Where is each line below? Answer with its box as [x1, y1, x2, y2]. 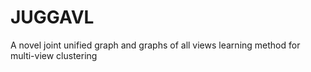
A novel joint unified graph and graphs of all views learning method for [10, 39, 301, 51]
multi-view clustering [10, 49, 98, 61]
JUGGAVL [10, 6, 95, 29]
